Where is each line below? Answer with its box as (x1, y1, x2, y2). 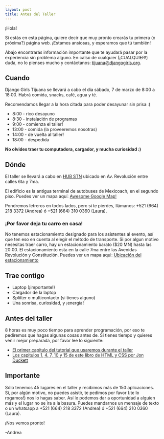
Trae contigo (5, 271, 45, 280)
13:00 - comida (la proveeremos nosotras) (12, 127, 97, 132)
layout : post (5, 7, 32, 12)
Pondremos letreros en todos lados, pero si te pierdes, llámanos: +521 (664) (5, 203, 159, 209)
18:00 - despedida (12, 137, 49, 143)
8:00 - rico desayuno (12, 111, 55, 117)
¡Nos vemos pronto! (5, 420, 45, 426)
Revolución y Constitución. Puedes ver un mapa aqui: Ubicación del (5, 252, 142, 258)
